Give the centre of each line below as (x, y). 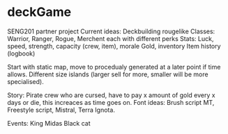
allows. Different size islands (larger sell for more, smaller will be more (108, 74)
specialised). (25, 81)
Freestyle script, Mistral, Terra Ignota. (61, 110)
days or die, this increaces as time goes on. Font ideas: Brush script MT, (111, 102)
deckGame (39, 12)
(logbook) (21, 53)
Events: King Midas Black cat (49, 123)
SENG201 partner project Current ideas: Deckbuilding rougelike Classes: (111, 31)
